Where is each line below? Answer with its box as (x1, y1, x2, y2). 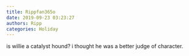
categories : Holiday (6, 26, 59, 32)
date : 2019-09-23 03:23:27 (6, 15, 75, 21)
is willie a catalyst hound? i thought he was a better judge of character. (6, 43, 184, 50)
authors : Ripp (6, 20, 43, 26)
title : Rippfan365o (6, 9, 56, 15)
